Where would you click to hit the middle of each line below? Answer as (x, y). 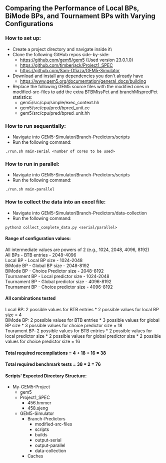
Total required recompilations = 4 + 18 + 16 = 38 (56, 353)
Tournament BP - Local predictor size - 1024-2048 (57, 276)
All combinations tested (30, 298)
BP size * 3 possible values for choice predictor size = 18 (64, 325)
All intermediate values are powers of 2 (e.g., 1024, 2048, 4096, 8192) (77, 250)
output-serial (48, 440)
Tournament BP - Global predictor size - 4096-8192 (58, 281)
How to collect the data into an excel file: (55, 202)
